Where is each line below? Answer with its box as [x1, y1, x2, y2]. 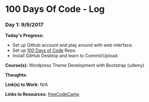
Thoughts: [5, 72, 27, 78]
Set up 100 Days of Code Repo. [12, 47, 77, 53]
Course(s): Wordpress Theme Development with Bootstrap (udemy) [5, 62, 145, 68]
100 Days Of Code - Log [5, 3, 105, 15]
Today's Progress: [5, 32, 44, 38]
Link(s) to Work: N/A [5, 82, 48, 88]
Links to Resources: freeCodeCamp [5, 91, 79, 98]
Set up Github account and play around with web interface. [12, 42, 133, 48]
